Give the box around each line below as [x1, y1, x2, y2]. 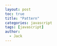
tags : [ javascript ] [5, 25, 44, 30]
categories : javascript [5, 20, 53, 25]
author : [5, 29, 21, 34]
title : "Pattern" [5, 16, 40, 21]
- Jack [9, 34, 23, 39]
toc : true [5, 11, 25, 16]
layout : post [5, 7, 31, 12]
